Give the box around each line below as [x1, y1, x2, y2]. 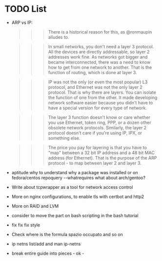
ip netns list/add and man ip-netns [11, 241, 81, 247]
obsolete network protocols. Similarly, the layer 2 [48, 124, 147, 130]
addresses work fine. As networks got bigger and [48, 54, 148, 60]
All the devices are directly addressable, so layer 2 [48, 49, 150, 55]
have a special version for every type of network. [48, 105, 147, 111]
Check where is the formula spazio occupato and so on [11, 231, 123, 237]
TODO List [4, 3, 47, 15]
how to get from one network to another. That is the [48, 64, 152, 70]
